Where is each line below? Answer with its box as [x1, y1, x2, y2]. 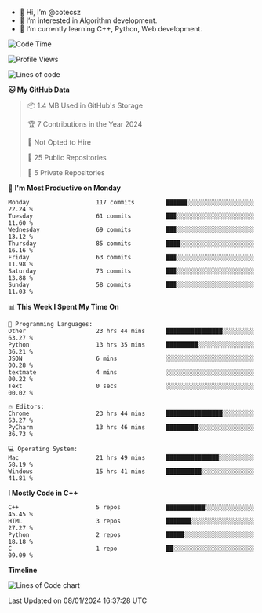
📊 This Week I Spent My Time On [8, 303, 119, 311]
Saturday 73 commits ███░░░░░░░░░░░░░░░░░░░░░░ [8, 267, 255, 275]
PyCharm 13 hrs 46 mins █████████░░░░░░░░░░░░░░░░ [8, 424, 255, 431]
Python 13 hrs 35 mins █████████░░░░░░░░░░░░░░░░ [8, 341, 255, 349]
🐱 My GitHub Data [8, 85, 71, 94]
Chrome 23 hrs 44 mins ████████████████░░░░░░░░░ [8, 409, 255, 417]
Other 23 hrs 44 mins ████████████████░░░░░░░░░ [8, 327, 255, 335]
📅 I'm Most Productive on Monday [8, 183, 122, 193]
